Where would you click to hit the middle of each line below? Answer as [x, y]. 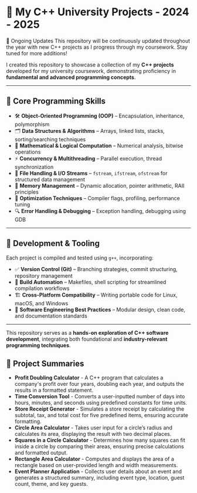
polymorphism [32, 124]
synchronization [34, 166]
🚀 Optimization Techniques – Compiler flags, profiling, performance [97, 198]
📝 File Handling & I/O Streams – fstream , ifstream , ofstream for [91, 173]
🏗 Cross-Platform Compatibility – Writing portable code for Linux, [96, 295]
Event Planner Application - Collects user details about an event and [98, 472]
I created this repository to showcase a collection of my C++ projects [90, 65]
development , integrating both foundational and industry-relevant [87, 339]
